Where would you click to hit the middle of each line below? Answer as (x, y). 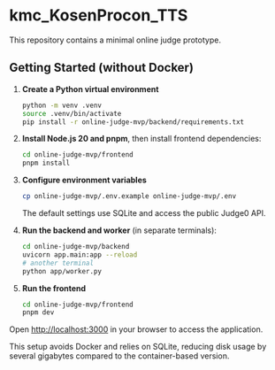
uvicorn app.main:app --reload (80, 254)
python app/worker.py (61, 271)
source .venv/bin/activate (72, 113)
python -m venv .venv (61, 105)
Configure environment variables (84, 180)
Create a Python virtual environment (90, 89)
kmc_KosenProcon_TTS (99, 15)
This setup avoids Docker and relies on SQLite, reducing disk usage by (138, 347)
